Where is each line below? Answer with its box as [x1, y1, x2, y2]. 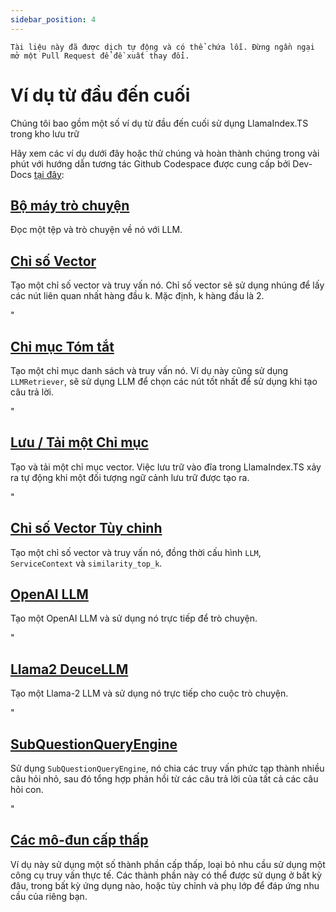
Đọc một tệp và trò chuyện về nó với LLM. [10, 224, 183, 236]
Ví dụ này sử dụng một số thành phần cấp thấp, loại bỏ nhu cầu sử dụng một [10, 858, 326, 870]
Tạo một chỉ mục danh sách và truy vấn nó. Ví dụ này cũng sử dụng [10, 365, 289, 376]
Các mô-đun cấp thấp [10, 832, 149, 849]
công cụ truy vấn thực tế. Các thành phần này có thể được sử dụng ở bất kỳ [10, 869, 323, 881]
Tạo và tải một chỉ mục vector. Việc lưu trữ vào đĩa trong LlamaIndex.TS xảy [10, 461, 322, 473]
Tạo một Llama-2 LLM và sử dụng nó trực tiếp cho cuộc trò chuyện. [10, 687, 289, 700]
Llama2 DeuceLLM [10, 661, 129, 678]
